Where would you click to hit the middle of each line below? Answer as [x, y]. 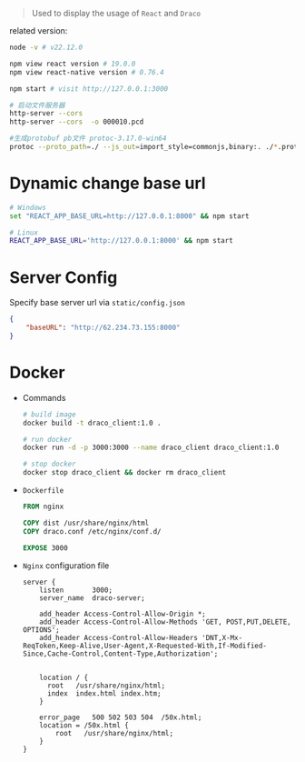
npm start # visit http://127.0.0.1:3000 [89, 89]
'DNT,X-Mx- [222, 637]
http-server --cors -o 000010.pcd [77, 122]
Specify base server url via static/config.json [98, 303]
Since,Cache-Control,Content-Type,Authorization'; [120, 654]
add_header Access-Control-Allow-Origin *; [123, 614]
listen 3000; [76, 590]
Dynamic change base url [108, 183]
